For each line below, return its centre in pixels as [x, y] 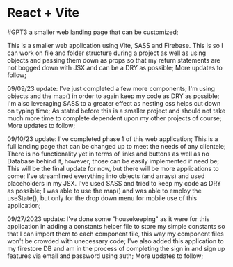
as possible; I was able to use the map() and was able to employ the [104, 191]
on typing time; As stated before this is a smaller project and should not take [116, 111]
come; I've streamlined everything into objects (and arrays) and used [106, 176]
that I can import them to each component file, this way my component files [115, 234]
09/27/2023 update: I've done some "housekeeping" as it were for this [109, 219]
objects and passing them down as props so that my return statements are [114, 60]
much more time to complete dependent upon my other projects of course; [114, 118]
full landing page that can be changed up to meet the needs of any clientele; [116, 146]
